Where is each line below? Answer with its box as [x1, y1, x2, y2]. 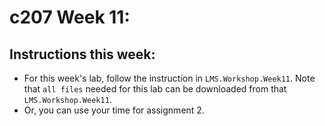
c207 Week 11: [9, 6, 131, 29]
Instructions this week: [9, 46, 156, 63]
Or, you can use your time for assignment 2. [23, 104, 205, 116]
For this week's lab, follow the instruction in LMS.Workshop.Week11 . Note [23, 72, 316, 84]
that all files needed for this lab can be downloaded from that [23, 83, 287, 95]
